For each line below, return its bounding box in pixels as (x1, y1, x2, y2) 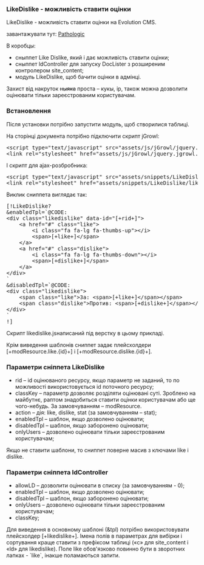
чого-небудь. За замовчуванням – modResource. (15, 402, 142, 409)
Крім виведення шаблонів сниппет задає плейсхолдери (6, 341, 152, 348)
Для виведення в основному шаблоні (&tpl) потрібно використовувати (6, 526, 189, 533)
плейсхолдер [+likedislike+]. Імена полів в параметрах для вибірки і (6, 532, 182, 539)
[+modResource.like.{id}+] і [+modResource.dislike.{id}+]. (6, 348, 152, 355)
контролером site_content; (15, 67, 84, 74)
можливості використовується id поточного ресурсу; (15, 383, 154, 390)
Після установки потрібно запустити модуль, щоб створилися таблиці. (6, 120, 189, 128)
